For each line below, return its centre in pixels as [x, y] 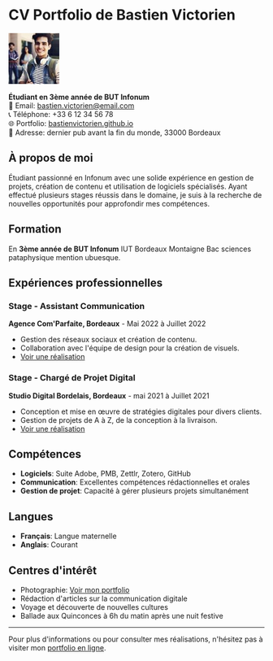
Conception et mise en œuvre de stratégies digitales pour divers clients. [141, 411]
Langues [31, 517]
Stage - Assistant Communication [77, 306]
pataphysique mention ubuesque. [65, 257]
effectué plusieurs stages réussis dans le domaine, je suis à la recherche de [135, 195]
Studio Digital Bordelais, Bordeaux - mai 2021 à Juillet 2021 [109, 395]
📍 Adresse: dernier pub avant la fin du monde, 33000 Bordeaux [115, 133]
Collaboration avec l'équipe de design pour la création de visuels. [130, 348]
